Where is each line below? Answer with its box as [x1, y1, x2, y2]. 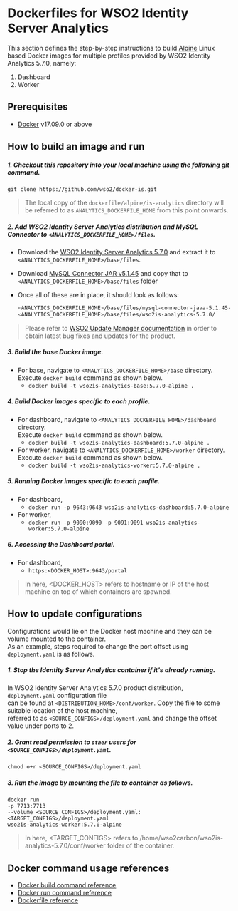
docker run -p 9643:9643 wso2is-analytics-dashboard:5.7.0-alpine [28, 504, 229, 511]
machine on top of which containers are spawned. [24, 587, 172, 596]
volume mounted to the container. [7, 634, 107, 643]
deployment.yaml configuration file [7, 691, 107, 700]
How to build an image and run [7, 140, 145, 153]
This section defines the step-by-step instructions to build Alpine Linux [7, 43, 215, 52]
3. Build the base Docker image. [7, 348, 104, 356]
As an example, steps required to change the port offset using [7, 642, 189, 650]
